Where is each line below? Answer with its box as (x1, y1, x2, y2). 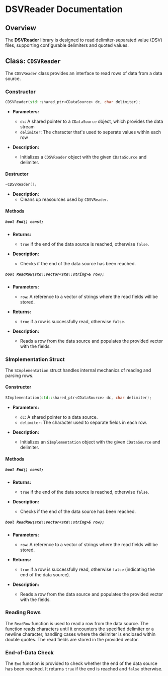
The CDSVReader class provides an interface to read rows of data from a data (5, 70, 162, 76)
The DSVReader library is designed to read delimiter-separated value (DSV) (5, 37, 162, 43)
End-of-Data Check (5, 649, 54, 656)
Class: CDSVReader (5, 57, 61, 65)
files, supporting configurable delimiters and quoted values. (5, 42, 129, 48)
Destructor (5, 171, 29, 177)
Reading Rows (5, 609, 41, 616)
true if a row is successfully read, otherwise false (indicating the (20, 566, 155, 572)
